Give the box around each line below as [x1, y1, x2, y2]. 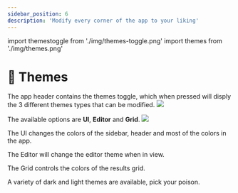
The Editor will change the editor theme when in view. [7, 150, 165, 159]
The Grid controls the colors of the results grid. [7, 164, 145, 172]
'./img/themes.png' [7, 44, 63, 53]
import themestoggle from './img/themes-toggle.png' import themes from [7, 36, 222, 45]
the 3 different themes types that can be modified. [7, 101, 155, 109]
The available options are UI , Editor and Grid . [7, 115, 140, 124]
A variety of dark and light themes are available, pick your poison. [7, 178, 201, 187]
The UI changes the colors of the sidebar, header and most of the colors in [7, 129, 227, 138]
